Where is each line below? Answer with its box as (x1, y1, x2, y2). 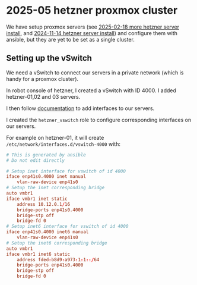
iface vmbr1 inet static (6, 196, 68, 202)
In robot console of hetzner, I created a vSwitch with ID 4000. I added (6, 87, 177, 94)
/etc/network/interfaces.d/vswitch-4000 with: (6, 140, 120, 148)
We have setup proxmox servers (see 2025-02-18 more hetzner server (6, 23, 180, 30)
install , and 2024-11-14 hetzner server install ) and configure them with (6, 29, 178, 36)
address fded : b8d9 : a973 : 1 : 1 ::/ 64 (17, 256, 100, 262)
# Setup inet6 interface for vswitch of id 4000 (6, 224, 129, 230)
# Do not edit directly (6, 157, 65, 164)
